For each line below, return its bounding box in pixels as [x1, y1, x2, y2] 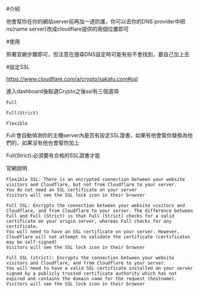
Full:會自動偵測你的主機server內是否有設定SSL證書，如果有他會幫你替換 [6, 132, 183, 139]
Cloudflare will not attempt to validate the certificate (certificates [6, 234, 191, 240]
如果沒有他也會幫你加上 [21, 139, 79, 146]
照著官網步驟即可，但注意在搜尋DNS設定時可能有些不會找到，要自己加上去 [6, 51, 189, 58]
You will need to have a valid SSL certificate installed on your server [6, 265, 194, 271]
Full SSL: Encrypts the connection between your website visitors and [6, 202, 185, 208]
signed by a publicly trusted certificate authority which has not [6, 271, 178, 276]
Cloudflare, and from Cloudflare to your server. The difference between [6, 208, 194, 214]
